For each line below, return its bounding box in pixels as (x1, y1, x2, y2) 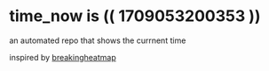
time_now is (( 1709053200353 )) (9, 6, 261, 26)
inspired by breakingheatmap (9, 52, 117, 62)
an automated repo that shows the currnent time (9, 35, 186, 46)
